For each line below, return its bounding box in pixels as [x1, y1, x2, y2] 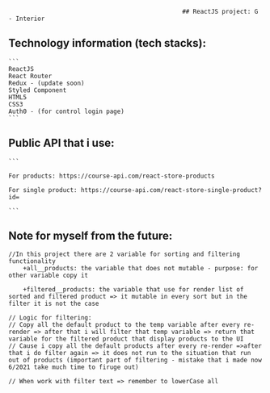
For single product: [8, 186, 78, 194]
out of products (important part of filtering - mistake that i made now [8, 356, 263, 365]
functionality [8, 257, 57, 265]
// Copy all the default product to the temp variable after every [8, 321, 241, 329]
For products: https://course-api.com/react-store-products [8, 172, 216, 180]
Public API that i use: [8, 136, 115, 150]
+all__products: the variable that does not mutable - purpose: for [23, 265, 259, 273]
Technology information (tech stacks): [8, 36, 206, 50]
